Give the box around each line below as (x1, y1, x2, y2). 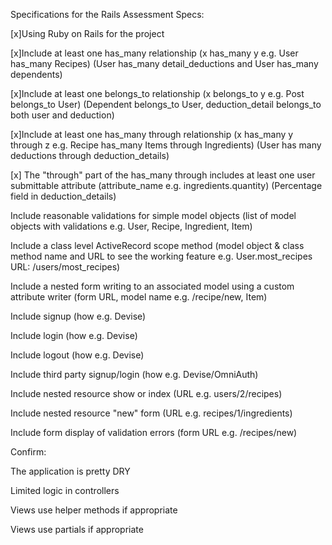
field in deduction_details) (10, 190, 117, 202)
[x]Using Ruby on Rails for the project (10, 28, 165, 39)
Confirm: (10, 446, 47, 458)
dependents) (10, 69, 63, 80)
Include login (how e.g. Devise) (10, 330, 138, 341)
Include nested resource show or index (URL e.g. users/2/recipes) (10, 388, 283, 399)
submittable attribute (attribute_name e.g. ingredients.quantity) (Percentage (10, 180, 323, 191)
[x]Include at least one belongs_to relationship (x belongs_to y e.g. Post (10, 88, 305, 99)
